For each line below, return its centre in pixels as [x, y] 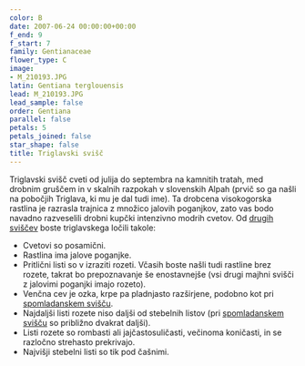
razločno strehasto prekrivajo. [79, 341]
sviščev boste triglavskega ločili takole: [83, 228]
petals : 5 [28, 128]
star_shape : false [44, 145]
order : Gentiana [40, 111]
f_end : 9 [26, 35]
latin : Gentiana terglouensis [67, 86]
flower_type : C [38, 60]
